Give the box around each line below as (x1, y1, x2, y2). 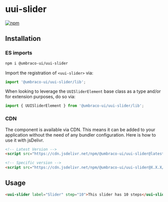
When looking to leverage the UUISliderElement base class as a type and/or (5, 88, 161, 94)
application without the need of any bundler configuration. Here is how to (5, 132, 156, 138)
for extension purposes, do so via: (5, 94, 76, 100)
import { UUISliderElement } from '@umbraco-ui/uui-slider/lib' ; (5, 103, 144, 108)
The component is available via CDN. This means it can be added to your (5, 126, 155, 133)
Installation (5, 34, 41, 43)
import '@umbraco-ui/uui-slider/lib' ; (5, 79, 86, 84)
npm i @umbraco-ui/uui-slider (5, 61, 68, 66)
